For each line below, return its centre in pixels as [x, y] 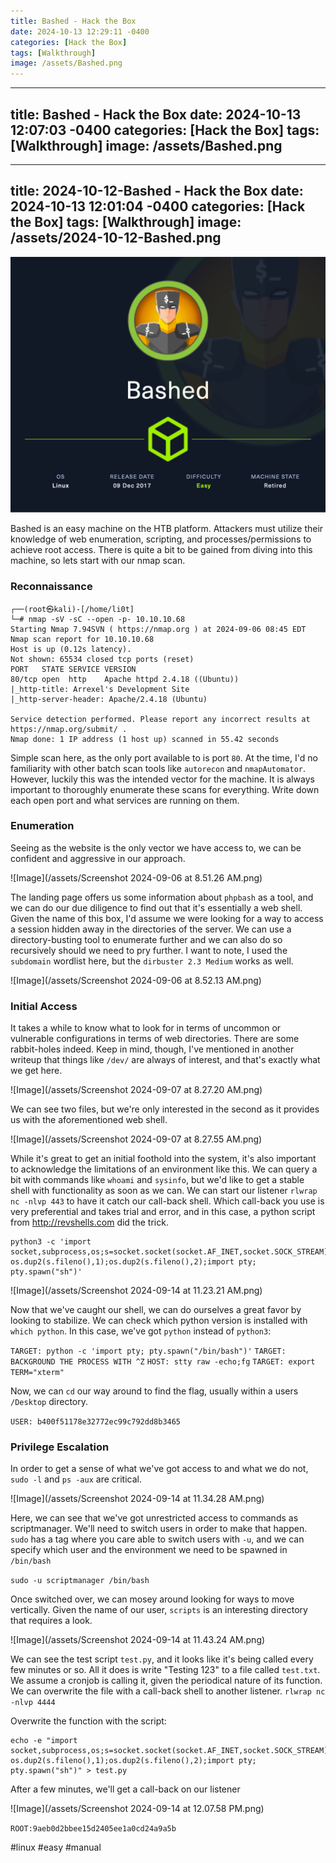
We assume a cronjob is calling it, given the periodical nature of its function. [166, 1681]
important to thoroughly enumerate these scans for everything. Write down [165, 789]
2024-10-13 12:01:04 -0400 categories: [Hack [158, 206]
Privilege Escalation [60, 1447]
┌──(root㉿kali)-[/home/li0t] [72, 609]
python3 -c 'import [51, 1242]
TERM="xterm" [37, 1373]
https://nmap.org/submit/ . [69, 729]
